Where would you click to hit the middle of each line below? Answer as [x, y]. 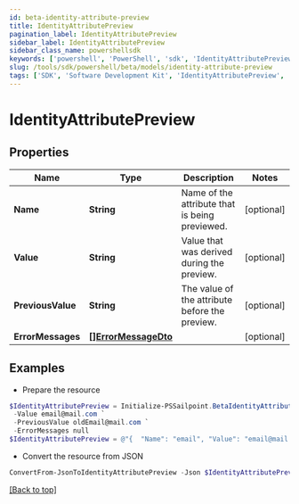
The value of [207, 288]
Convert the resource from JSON [83, 456]
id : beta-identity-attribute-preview [79, 17]
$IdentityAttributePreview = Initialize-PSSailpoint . [111, 406]
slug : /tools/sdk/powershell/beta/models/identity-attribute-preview [141, 68]
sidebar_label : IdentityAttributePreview [87, 42]
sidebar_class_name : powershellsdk [75, 51]
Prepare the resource [61, 390]
